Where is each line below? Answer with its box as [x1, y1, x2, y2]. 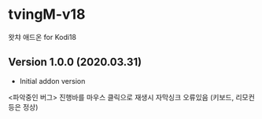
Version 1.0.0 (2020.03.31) [8, 56, 142, 69]
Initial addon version [19, 76, 86, 85]
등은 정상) [8, 102, 39, 111]
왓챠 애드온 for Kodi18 [8, 32, 77, 41]
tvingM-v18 [8, 5, 86, 23]
